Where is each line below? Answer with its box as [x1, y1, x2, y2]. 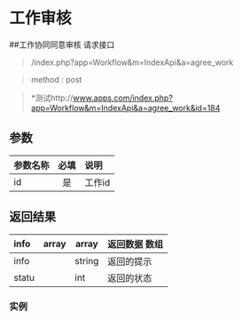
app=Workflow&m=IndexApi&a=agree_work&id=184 [30, 102, 221, 113]
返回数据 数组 [107, 237, 164, 250]
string [74, 254, 99, 267]
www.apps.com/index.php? [72, 92, 173, 103]
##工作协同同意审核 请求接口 [9, 39, 115, 50]
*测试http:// [30, 92, 74, 103]
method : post [30, 74, 82, 84]
